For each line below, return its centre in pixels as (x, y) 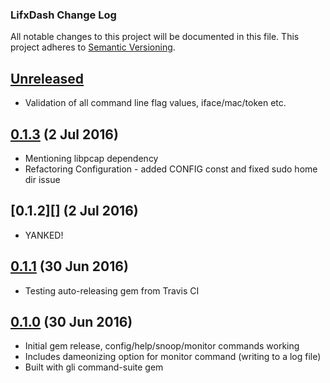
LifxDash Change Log (63, 15)
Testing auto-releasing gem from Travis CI (112, 290)
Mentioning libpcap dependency (91, 158)
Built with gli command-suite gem (94, 367)
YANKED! (44, 235)
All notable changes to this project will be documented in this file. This (155, 37)
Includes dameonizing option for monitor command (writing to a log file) (173, 357)
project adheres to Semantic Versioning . (93, 47)
